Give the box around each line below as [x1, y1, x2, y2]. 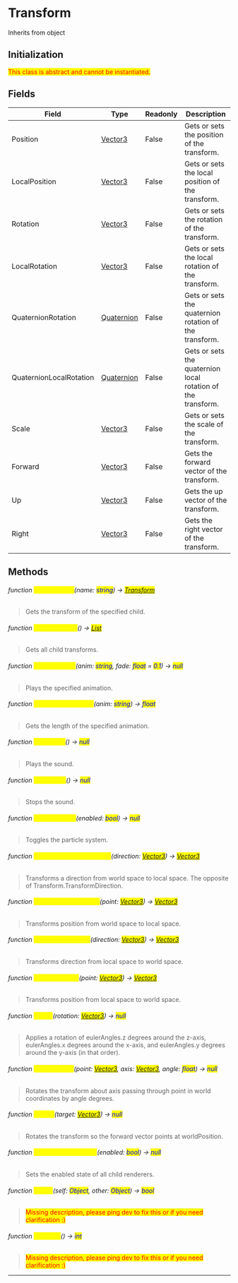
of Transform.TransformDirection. [25, 881, 124, 890]
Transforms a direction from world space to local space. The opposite [25, 873, 229, 882]
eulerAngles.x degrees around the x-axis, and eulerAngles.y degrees [25, 1041, 225, 1049]
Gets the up [184, 486, 223, 496]
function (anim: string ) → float [8, 700, 156, 708]
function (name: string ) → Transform [8, 585, 155, 594]
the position [184, 129, 224, 139]
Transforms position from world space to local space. [25, 919, 182, 928]
